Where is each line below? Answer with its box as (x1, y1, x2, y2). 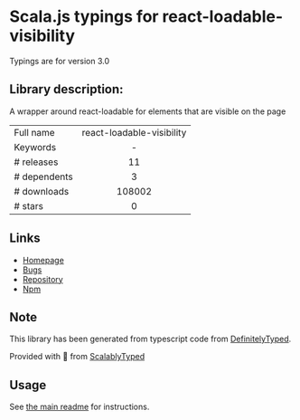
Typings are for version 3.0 (9, 55, 110, 66)
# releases (14, 156, 59, 168)
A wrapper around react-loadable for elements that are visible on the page (9, 106, 286, 117)
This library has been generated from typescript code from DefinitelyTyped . (9, 333, 292, 345)
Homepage (22, 254, 65, 265)
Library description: (9, 81, 124, 97)
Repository (22, 273, 63, 284)
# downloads (14, 185, 70, 197)
